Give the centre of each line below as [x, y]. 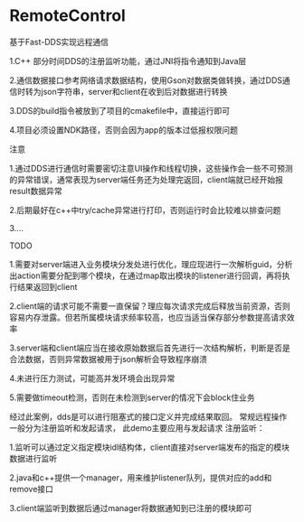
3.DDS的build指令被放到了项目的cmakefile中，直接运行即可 [120, 110]
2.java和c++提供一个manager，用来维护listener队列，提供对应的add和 [141, 477]
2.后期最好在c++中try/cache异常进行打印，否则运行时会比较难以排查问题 [145, 210]
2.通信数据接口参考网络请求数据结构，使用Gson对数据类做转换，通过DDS [146, 80]
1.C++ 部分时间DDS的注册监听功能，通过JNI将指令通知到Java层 [128, 61]
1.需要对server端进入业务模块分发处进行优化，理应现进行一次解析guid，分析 [151, 264]
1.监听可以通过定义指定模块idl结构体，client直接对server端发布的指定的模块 [149, 447]
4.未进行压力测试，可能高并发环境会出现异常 [92, 378]
